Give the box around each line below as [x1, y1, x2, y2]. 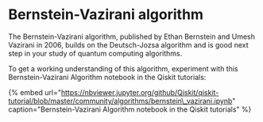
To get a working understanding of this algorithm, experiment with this [8, 63, 238, 73]
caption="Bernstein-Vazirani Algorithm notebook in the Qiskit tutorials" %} [8, 105, 252, 114]
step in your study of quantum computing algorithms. [8, 48, 183, 58]
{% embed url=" [8, 87, 62, 97]
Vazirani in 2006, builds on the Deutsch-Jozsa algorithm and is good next [8, 40, 249, 49]
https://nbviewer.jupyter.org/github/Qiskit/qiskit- [60, 87, 219, 97]
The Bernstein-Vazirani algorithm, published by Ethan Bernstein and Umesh [8, 32, 256, 41]
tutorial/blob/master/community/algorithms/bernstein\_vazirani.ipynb [8, 96, 233, 105]
